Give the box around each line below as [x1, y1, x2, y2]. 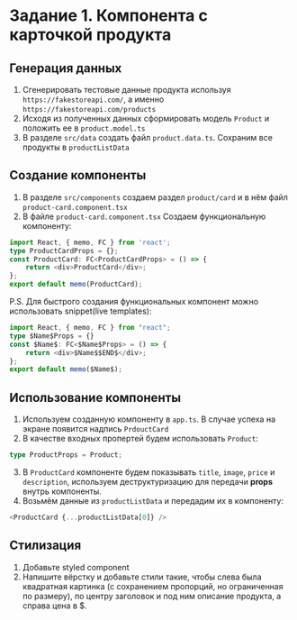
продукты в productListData [22, 141, 130, 152]
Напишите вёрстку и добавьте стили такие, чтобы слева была [22, 571, 262, 582]
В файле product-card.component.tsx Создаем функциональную [22, 211, 266, 222]
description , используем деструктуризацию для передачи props [22, 477, 273, 487]
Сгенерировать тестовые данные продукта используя [22, 85, 231, 95]
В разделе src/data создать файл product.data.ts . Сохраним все [22, 132, 273, 142]
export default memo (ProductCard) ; [9, 280, 143, 289]
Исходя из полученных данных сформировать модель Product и [22, 114, 270, 123]
